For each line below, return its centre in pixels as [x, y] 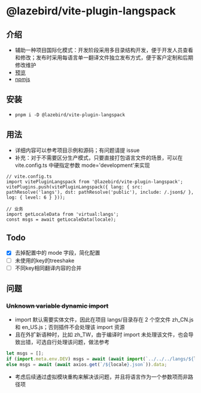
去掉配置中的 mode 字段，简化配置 [57, 253]
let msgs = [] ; [25, 354]
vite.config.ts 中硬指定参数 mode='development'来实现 [82, 165]
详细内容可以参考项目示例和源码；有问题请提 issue [77, 150]
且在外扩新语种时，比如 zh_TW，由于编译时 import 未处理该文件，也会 [101, 335]
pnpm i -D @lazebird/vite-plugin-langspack [70, 115]
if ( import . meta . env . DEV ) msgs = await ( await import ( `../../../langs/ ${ [100, 359]
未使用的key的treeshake [45, 260]
